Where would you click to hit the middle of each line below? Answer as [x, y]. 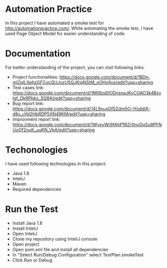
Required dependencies [37, 189]
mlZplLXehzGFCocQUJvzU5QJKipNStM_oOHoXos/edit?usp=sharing [83, 82]
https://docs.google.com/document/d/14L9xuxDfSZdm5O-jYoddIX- [81, 108]
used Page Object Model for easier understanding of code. [65, 33]
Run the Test [32, 209]
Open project [26, 244]
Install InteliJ [25, 228]
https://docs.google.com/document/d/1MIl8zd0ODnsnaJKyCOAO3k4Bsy [87, 92]
